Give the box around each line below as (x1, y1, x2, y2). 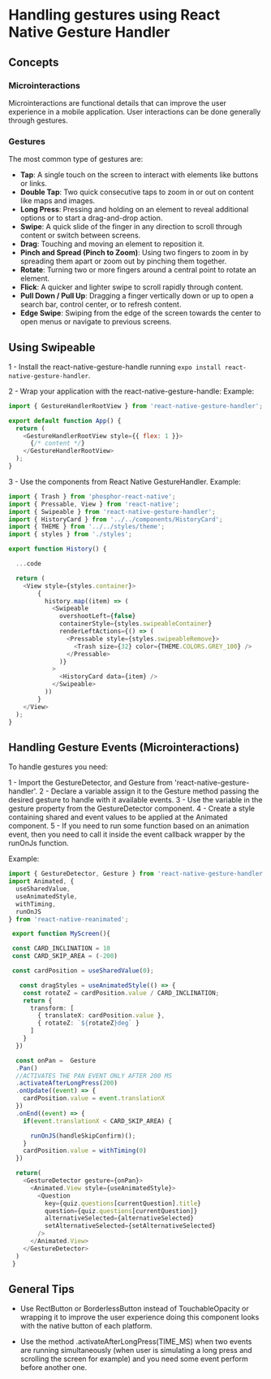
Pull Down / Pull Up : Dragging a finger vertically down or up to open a (19, 291, 254, 301)
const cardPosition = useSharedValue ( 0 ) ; (11, 967, 154, 975)
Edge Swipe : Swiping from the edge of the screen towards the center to (19, 308, 261, 318)
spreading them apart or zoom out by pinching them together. (19, 256, 227, 266)
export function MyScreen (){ (11, 929, 111, 938)
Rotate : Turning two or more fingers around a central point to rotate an (19, 265, 257, 275)
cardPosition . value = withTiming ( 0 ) (23, 1146, 148, 1155)
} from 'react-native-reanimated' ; (8, 915, 129, 924)
